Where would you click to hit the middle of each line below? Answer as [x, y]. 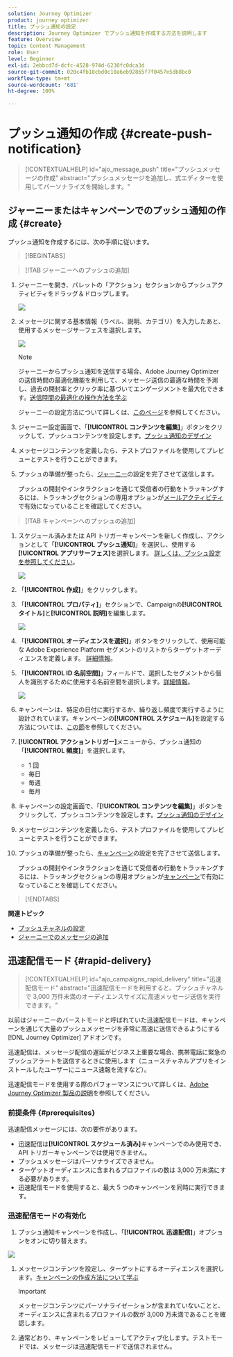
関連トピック [26, 913]
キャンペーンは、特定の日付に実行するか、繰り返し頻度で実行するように [121, 709]
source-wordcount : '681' [44, 85]
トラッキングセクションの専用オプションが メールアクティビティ [133, 497]
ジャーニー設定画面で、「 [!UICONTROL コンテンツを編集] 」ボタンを [114, 427]
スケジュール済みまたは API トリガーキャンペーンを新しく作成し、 [112, 536]
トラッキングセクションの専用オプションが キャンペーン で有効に [133, 876]
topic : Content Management [47, 46]
